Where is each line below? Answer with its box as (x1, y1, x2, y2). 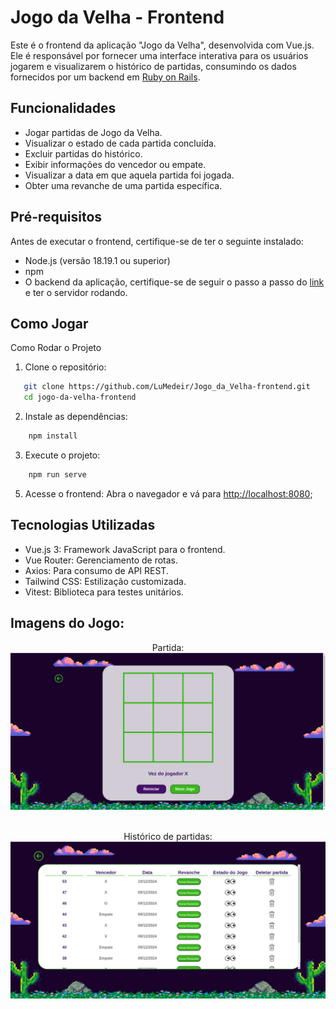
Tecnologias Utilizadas (10, 517, 156, 534)
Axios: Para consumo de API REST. (24, 564, 169, 576)
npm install (28, 431, 78, 441)
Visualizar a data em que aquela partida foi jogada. (24, 169, 235, 181)
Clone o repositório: (24, 361, 107, 373)
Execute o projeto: (24, 449, 101, 461)
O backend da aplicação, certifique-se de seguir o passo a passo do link (24, 276, 325, 288)
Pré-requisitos (10, 209, 103, 226)
